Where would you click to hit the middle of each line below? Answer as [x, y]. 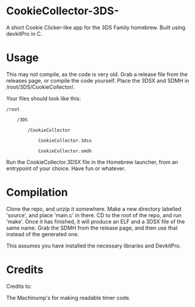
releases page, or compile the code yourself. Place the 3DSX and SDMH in [98, 80]
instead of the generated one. [43, 234]
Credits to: [19, 286]
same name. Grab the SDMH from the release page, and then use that [92, 228]
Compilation [37, 192]
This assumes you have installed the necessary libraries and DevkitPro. [94, 246]
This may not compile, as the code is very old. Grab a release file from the [97, 74]
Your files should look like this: [44, 98]
